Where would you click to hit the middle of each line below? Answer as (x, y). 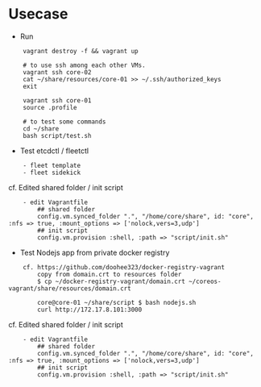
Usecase (38, 14)
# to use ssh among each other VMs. (85, 65)
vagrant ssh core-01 (57, 100)
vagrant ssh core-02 (57, 72)
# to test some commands (64, 122)
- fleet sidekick (52, 173)
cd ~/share (41, 129)
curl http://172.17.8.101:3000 (90, 310)
